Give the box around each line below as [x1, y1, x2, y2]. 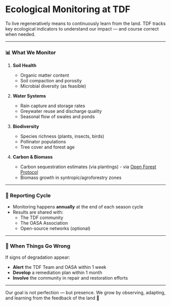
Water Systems [12, 93, 46, 99]
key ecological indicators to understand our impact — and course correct [5, 25, 159, 32]
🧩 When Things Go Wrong [5, 242, 71, 250]
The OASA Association [20, 220, 68, 226]
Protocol [20, 169, 38, 175]
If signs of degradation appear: [5, 254, 70, 260]
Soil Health [12, 63, 37, 69]
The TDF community [20, 215, 64, 221]
